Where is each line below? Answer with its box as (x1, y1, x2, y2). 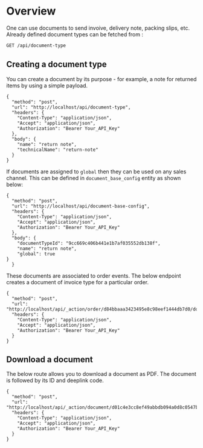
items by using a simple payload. (6, 82, 88, 89)
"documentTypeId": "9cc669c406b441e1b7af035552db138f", (17, 240, 161, 246)
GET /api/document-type (6, 42, 66, 48)
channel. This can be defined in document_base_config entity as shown (6, 174, 181, 181)
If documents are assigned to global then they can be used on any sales (6, 168, 187, 175)
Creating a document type (6, 59, 107, 70)
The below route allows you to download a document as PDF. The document (6, 370, 196, 378)
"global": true (17, 250, 56, 257)
